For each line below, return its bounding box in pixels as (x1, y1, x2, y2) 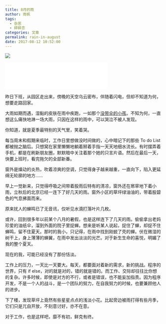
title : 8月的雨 (5, 7, 34, 12)
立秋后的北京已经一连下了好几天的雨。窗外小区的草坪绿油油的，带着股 (13, 189, 157, 195)
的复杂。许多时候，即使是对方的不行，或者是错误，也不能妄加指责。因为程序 (5, 274, 161, 280)
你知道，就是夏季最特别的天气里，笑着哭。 (5, 127, 92, 133)
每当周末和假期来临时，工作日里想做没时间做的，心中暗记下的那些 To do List (5, 137, 161, 143)
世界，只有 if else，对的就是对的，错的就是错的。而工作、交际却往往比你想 (5, 268, 157, 274)
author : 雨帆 (5, 12, 31, 17)
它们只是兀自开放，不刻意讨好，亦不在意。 (5, 303, 92, 309)
